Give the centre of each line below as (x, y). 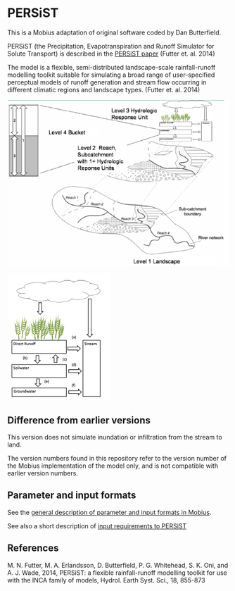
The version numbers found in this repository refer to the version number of (117, 458)
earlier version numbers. (43, 473)
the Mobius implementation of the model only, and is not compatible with (113, 466)
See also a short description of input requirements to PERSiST (97, 525)
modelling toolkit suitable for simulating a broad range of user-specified (111, 75)
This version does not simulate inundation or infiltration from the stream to (115, 437)
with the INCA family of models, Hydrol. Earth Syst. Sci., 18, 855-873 (106, 580)
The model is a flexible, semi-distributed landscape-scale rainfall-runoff (112, 67)
